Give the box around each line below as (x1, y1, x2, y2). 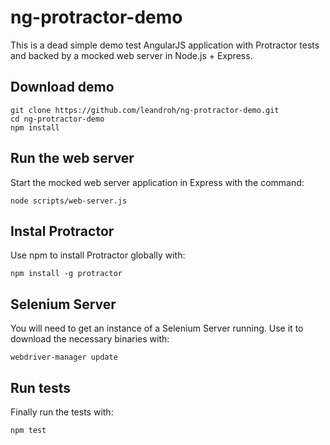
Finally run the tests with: (10, 406, 114, 418)
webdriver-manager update (10, 352, 118, 363)
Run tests (10, 379, 71, 396)
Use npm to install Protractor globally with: (10, 249, 186, 261)
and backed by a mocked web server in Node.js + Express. (10, 49, 253, 61)
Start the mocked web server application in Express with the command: (10, 176, 305, 188)
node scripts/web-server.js (10, 196, 128, 206)
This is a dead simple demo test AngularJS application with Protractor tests (10, 39, 320, 51)
